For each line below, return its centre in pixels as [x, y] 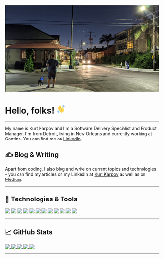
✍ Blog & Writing [32, 155]
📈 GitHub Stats [29, 232]
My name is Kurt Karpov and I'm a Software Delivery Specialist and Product [81, 129]
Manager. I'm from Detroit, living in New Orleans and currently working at [79, 134]
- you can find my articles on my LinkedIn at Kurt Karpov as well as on [75, 174]
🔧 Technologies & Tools [41, 199]
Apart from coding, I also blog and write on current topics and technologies [81, 169]
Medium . [14, 179]
